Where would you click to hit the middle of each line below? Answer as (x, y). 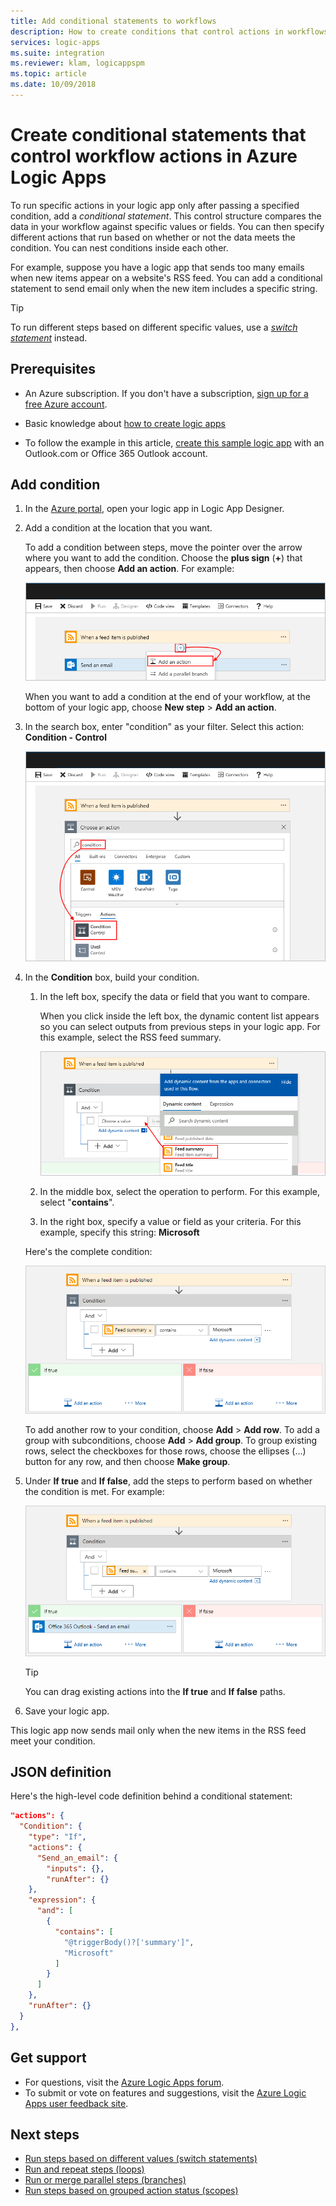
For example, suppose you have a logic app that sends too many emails (157, 267)
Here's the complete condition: (88, 1252)
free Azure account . (66, 404)
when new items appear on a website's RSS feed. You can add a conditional (166, 277)
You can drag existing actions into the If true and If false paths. (155, 1691)
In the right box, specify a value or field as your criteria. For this (170, 1222)
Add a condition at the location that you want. (118, 528)
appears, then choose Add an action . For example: (129, 569)
